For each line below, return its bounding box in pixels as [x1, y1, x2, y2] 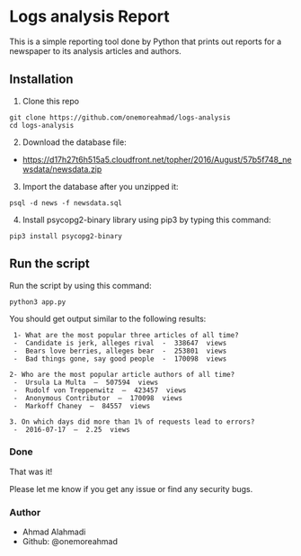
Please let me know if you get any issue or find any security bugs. [9, 483, 253, 494]
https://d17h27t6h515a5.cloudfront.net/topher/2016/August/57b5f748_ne [22, 154, 292, 165]
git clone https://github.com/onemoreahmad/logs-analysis [9, 112, 231, 122]
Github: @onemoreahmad [22, 536, 119, 547]
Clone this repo [22, 95, 79, 106]
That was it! [9, 466, 53, 477]
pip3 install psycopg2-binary [9, 231, 123, 240]
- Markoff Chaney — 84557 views [13, 401, 151, 410]
